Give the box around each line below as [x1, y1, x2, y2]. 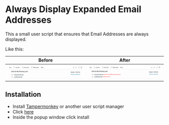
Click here [12, 109, 34, 115]
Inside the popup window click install [12, 114, 90, 120]
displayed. [5, 36, 27, 42]
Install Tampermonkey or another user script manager [12, 103, 124, 109]
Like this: [5, 46, 24, 52]
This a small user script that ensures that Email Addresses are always [5, 31, 149, 37]
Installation [5, 90, 41, 99]
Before [38, 57, 53, 64]
